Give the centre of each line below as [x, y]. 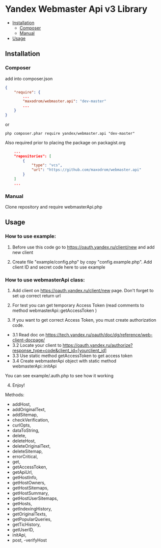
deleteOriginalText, [31, 446]
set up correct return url [37, 296]
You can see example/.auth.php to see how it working [59, 376]
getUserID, [23, 530]
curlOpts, [22, 425]
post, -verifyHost [29, 540]
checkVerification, [31, 420]
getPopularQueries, [32, 519]
